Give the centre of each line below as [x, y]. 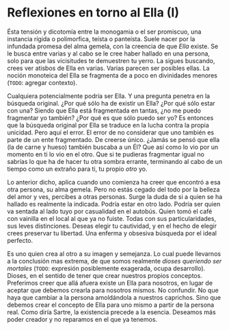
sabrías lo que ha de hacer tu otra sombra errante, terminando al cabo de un [115, 161]
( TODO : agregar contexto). [42, 82]
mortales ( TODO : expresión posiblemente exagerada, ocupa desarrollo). [106, 268]
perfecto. [20, 240]
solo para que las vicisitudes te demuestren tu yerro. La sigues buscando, [111, 60]
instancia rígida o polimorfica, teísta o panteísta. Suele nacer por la [101, 38]
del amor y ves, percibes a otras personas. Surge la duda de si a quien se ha [115, 196]
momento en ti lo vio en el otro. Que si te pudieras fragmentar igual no [106, 154]
